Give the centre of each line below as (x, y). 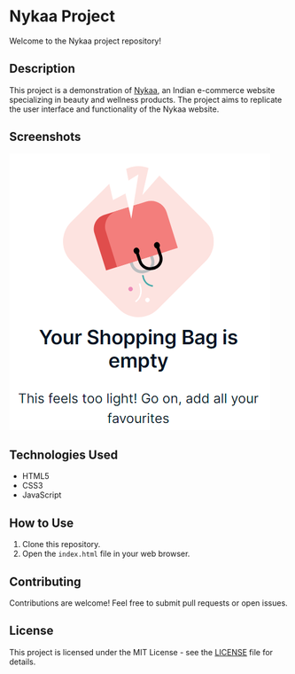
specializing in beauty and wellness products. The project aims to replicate (146, 99)
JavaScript (42, 495)
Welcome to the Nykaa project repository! (85, 41)
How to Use (42, 523)
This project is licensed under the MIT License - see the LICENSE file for (141, 652)
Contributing (45, 581)
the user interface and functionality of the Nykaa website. (114, 109)
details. (23, 662)
